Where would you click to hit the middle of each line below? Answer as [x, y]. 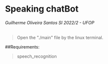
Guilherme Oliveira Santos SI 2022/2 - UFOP [50, 22]
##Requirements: [22, 47]
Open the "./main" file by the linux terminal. [60, 38]
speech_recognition [37, 56]
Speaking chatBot [42, 9]
